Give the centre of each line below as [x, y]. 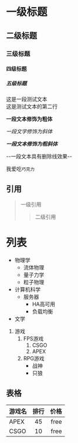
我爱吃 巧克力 [21, 169]
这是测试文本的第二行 [32, 107]
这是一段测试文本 [27, 99]
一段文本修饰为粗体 [29, 119]
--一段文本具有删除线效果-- [39, 157]
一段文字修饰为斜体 [29, 131]
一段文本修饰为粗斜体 [32, 144]
